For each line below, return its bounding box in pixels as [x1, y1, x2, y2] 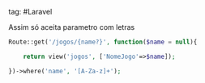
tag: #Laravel [8, 7, 53, 16]
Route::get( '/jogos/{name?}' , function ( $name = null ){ [8, 38, 198, 46]
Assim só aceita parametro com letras [8, 23, 135, 31]
